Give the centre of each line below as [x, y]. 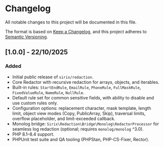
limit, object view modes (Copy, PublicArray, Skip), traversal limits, [79, 113]
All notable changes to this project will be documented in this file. [71, 22]
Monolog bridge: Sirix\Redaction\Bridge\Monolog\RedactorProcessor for [85, 123]
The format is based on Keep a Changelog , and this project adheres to [76, 31]
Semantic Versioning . [26, 37]
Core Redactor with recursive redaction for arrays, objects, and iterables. [86, 82]
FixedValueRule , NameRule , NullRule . [48, 92]
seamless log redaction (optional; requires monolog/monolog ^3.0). [78, 129]
